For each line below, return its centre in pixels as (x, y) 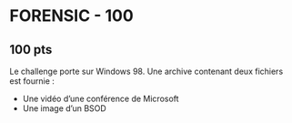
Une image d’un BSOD (64, 108)
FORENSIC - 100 (71, 16)
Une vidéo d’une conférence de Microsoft (101, 98)
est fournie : (32, 81)
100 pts (31, 50)
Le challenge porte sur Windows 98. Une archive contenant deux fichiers (146, 71)
